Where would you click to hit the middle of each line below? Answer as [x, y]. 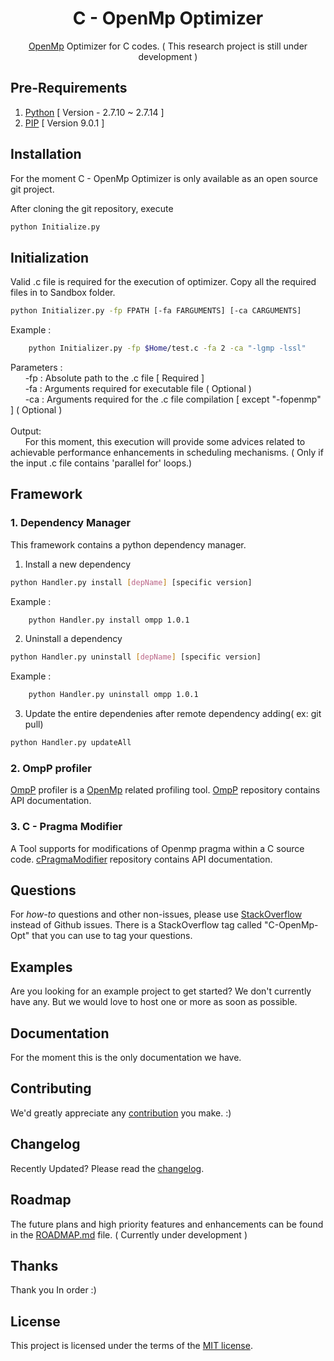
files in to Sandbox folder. [63, 293]
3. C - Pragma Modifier [66, 827]
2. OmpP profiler [51, 768]
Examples [41, 967]
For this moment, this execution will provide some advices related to [165, 441]
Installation [46, 154]
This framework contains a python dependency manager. [128, 544]
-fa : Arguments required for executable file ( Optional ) [138, 388]
